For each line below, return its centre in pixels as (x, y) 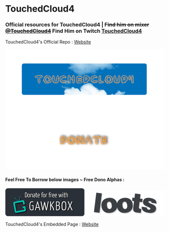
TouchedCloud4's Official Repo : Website (48, 42)
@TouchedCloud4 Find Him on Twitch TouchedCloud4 (74, 31)
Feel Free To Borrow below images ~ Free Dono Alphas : (65, 180)
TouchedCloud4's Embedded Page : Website (52, 224)
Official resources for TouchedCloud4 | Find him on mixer (77, 25)
